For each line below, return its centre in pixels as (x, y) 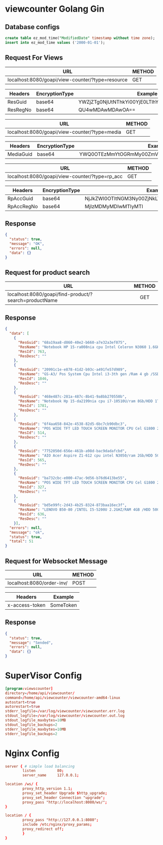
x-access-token (26, 605)
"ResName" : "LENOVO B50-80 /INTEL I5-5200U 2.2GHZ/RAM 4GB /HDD (84, 510)
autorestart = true (23, 707)
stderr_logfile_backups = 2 (31, 734)
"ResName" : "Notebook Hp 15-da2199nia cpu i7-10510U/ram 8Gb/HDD (85, 401)
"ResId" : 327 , (32, 487)
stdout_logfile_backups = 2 (31, 725)
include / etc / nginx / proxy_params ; (57, 825)
